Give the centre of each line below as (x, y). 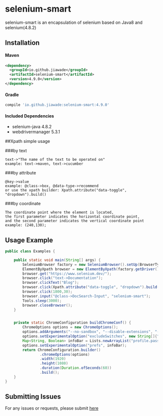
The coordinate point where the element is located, (59, 212)
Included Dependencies (30, 116)
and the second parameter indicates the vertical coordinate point (75, 221)
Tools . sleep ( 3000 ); (42, 301)
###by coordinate (23, 204)
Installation (22, 43)
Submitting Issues (33, 397)
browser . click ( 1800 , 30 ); (48, 292)
